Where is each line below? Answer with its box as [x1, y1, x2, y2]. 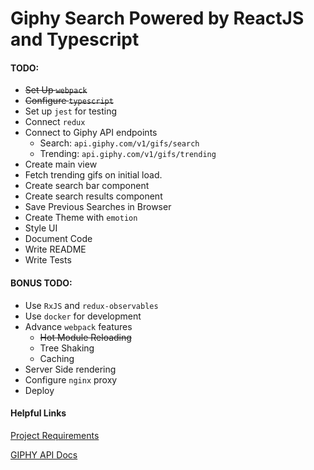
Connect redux [24, 116, 86, 128]
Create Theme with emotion [24, 212, 138, 224]
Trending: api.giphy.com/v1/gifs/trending [39, 148, 217, 160]
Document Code [24, 233, 93, 245]
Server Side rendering [24, 363, 117, 375]
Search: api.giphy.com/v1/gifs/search [39, 137, 200, 149]
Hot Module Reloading [39, 331, 132, 343]
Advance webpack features [24, 320, 133, 332]
